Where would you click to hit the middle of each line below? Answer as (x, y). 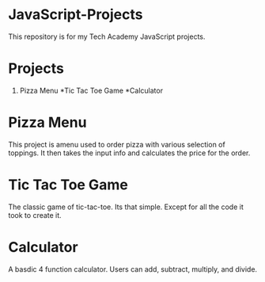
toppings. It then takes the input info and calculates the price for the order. (129, 153)
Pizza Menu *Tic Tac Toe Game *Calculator (91, 90)
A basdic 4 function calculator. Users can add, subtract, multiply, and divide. (133, 269)
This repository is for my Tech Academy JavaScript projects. (107, 36)
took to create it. (35, 215)
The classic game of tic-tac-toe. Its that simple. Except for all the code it (126, 207)
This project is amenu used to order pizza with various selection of (117, 144)
